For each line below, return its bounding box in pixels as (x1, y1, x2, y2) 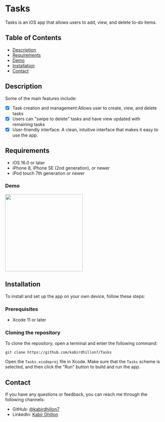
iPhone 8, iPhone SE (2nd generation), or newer (12, 165, 110, 171)
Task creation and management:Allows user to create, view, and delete (12, 105, 157, 111)
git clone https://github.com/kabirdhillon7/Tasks (5, 350, 112, 355)
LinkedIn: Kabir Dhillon (12, 412, 58, 418)
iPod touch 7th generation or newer (12, 170, 85, 176)
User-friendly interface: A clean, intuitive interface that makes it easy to (12, 127, 159, 133)
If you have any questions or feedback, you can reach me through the (5, 391, 148, 397)
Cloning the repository (5, 329, 60, 336)
